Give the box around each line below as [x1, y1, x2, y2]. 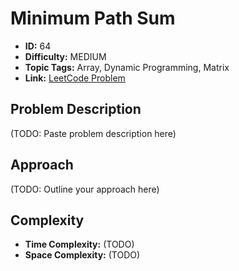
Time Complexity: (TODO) [24, 238, 135, 251]
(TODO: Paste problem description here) [10, 127, 177, 139]
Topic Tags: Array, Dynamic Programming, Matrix [24, 61, 230, 73]
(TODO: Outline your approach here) [10, 183, 160, 195]
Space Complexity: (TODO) [24, 249, 141, 261]
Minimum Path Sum [10, 7, 176, 30]
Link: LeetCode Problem [24, 72, 126, 84]
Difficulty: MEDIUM [24, 50, 107, 62]
